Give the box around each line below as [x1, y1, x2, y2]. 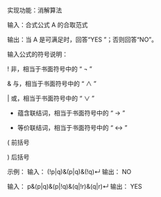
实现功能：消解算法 [7, 6, 62, 14]
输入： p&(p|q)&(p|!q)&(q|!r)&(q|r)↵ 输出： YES [7, 182, 142, 190]
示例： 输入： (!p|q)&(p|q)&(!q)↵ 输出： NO [7, 168, 132, 176]
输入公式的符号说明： [7, 50, 68, 58]
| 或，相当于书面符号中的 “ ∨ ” [7, 94, 95, 102]
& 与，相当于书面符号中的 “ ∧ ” [7, 79, 97, 88]
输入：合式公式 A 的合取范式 [7, 21, 88, 29]
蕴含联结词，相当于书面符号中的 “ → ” [17, 109, 126, 117]
